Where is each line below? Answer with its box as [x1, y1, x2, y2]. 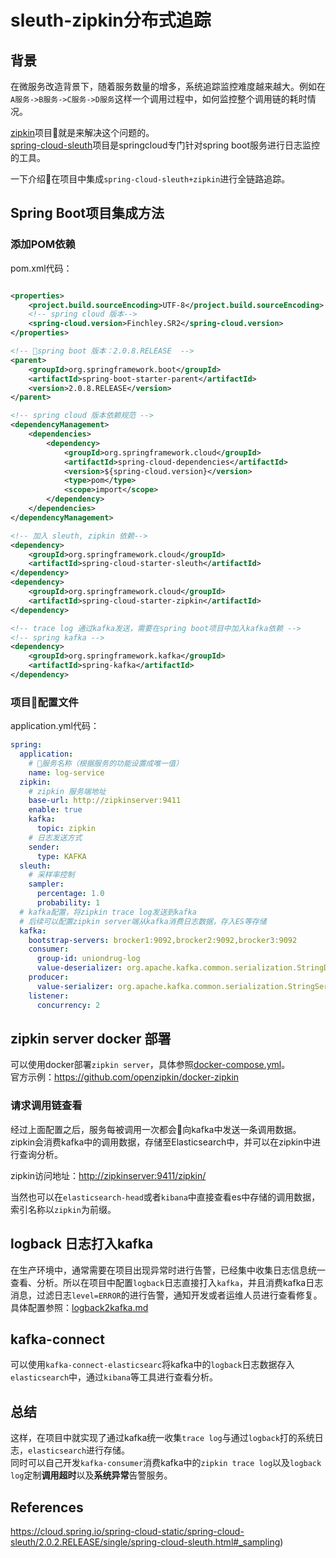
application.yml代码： [10, 720, 100, 732]
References [10, 1499, 84, 1516]
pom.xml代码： [10, 262, 73, 274]
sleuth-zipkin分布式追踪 [10, 9, 212, 32]
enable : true [28, 805, 83, 815]
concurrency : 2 [36, 1000, 101, 1010]
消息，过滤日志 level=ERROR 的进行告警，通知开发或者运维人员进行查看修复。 [10, 1289, 323, 1301]
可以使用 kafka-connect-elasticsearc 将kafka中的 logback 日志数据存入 [10, 1359, 295, 1371]
